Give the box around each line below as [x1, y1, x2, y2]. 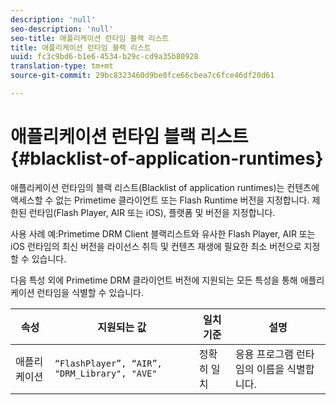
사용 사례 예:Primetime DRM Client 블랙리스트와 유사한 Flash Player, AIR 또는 [10, 227, 316, 240]
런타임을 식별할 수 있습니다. [36, 286, 144, 298]
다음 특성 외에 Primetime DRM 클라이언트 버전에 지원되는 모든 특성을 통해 [10, 274, 298, 286]
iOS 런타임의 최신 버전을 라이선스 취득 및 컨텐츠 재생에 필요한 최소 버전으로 [10, 240, 302, 252]
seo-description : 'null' [10, 24, 114, 34]
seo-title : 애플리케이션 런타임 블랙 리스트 [10, 33, 170, 43]
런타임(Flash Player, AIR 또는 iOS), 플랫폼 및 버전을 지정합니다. [28, 206, 276, 218]
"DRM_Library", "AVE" [54, 367, 158, 379]
